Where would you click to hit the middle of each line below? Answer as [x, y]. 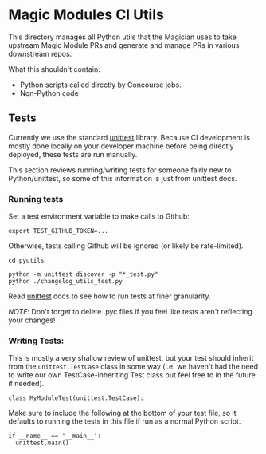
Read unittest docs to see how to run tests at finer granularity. [110, 296]
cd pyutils [26, 261]
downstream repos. [40, 53]
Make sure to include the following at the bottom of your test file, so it [122, 413]
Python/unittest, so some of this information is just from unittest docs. [123, 178]
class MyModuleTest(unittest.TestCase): [76, 398]
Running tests [36, 199]
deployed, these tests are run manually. [73, 154]
